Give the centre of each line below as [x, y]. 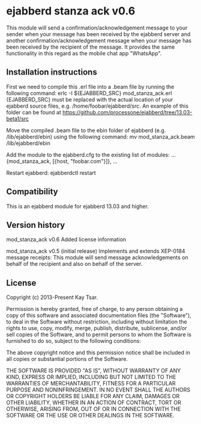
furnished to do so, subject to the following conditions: [73, 341]
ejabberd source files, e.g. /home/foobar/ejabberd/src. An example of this [97, 106]
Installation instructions [52, 72]
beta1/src [17, 118]
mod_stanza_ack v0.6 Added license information [66, 239]
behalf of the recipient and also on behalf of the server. [74, 264]
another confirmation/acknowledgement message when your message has [99, 40]
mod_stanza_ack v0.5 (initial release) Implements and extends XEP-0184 [96, 251]
